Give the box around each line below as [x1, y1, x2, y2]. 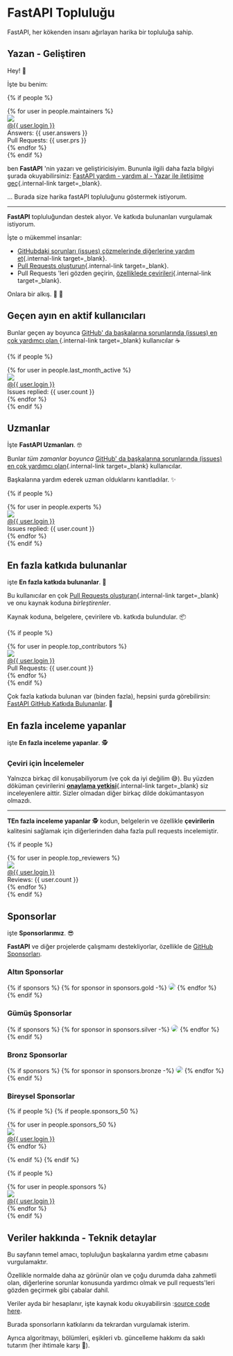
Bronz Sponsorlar [7, 1049, 68, 1059]
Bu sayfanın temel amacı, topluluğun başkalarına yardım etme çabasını [7, 1250, 209, 1259]
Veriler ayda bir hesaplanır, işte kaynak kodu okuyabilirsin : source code [7, 1300, 210, 1308]
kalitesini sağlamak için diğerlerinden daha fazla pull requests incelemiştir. [7, 827, 218, 835]
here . [7, 1307, 22, 1315]
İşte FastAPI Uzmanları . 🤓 [7, 441, 82, 449]
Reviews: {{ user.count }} [7, 876, 79, 884]
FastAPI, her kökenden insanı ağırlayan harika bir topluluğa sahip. [7, 28, 194, 36]
